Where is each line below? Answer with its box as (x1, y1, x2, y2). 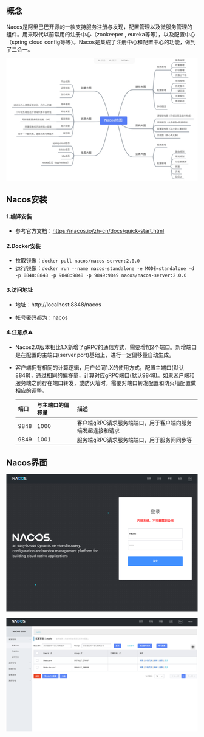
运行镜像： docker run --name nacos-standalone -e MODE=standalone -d (15, 265, 194, 272)
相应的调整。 (15, 387, 47, 394)
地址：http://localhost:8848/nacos (15, 300, 101, 308)
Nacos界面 (6, 457, 47, 468)
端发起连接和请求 (76, 426, 120, 434)
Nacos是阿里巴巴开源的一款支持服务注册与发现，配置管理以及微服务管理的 (6, 23, 193, 30)
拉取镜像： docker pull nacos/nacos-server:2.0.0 (15, 257, 140, 265)
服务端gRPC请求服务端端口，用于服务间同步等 (76, 436, 192, 443)
